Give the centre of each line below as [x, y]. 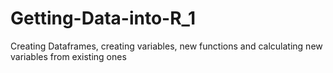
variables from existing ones [68, 56]
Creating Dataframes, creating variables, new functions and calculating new [166, 46]
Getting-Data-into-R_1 [103, 18]
